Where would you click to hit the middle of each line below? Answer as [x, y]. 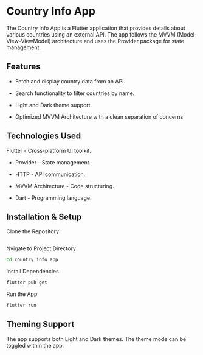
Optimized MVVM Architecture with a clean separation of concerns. [100, 116]
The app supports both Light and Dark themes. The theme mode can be [96, 339]
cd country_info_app [33, 260]
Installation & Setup [44, 216]
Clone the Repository [33, 231]
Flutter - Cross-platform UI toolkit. [49, 150]
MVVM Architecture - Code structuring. [64, 186]
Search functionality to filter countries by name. [75, 93]
